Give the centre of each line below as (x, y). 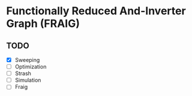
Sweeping (27, 60)
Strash (23, 73)
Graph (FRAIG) (43, 24)
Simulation (28, 80)
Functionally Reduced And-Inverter (96, 11)
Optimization (31, 67)
